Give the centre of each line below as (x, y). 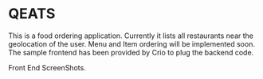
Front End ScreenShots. (47, 67)
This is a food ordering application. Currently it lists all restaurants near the (131, 36)
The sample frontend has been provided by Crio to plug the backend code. (131, 52)
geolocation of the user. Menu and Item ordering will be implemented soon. (131, 43)
